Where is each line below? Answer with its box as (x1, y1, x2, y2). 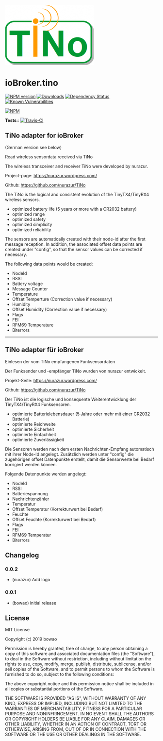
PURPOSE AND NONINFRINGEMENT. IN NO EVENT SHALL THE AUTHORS (5, 711, 154, 717)
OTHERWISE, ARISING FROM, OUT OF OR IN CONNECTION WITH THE (5, 726, 147, 732)
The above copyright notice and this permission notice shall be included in (5, 681, 154, 687)
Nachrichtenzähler (12, 496, 49, 502)
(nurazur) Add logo (12, 577, 50, 583)
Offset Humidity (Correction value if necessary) (12, 306, 107, 312)
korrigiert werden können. (5, 461, 57, 467)
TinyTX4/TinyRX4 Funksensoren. (5, 401, 71, 407)
